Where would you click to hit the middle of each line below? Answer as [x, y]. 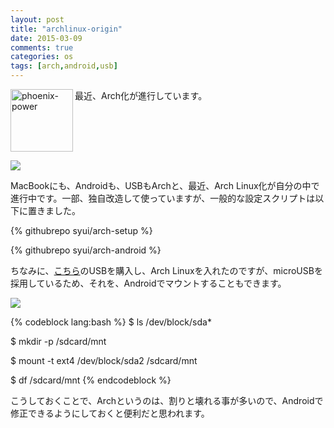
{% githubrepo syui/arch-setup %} [81, 230]
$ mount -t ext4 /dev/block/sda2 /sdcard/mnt [104, 360]
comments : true [42, 47]
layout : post [37, 19]
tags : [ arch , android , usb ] [64, 66]
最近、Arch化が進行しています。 [141, 95]
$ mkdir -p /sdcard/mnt [58, 341]
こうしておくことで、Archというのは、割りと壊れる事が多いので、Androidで [167, 400]
